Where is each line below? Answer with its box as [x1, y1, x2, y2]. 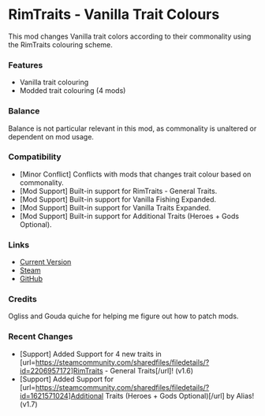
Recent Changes [8, 331, 73, 342]
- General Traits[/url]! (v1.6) [105, 366, 194, 375]
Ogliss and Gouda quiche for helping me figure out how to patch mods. [8, 311, 239, 321]
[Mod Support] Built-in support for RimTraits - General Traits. [19, 186, 218, 195]
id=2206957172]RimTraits [19, 366, 104, 375]
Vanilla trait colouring [19, 77, 89, 87]
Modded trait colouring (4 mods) [19, 86, 126, 95]
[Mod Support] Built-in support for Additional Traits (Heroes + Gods [19, 211, 239, 221]
